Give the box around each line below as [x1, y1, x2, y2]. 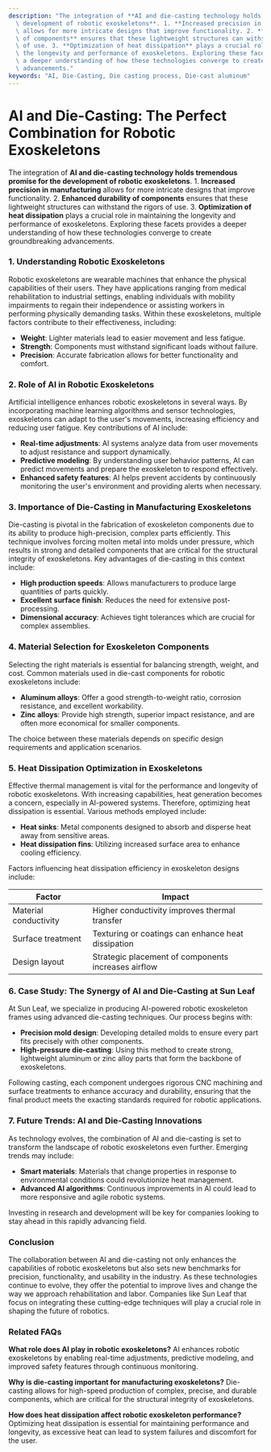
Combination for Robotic [8, 123, 176, 142]
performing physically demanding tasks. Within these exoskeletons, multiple [8, 308, 262, 319]
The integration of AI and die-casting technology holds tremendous [8, 167, 238, 177]
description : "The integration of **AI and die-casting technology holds [8, 11, 262, 20]
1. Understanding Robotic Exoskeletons [8, 256, 165, 267]
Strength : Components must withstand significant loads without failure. [19, 341, 258, 351]
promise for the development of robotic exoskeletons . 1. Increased [8, 176, 236, 186]
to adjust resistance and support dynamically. [19, 447, 172, 457]
